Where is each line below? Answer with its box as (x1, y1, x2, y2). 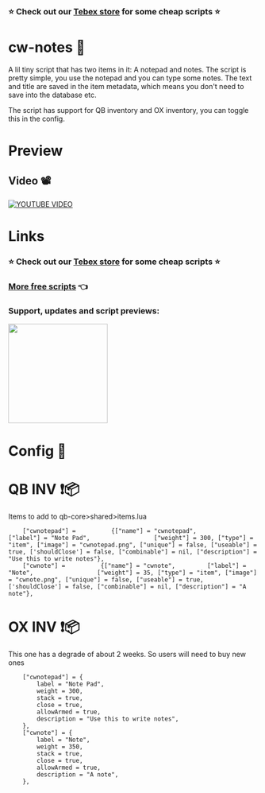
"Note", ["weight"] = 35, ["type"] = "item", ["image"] (8, 569, 258, 577)
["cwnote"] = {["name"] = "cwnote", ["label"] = (22, 562, 247, 570)
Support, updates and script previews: (8, 305, 160, 316)
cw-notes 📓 (8, 38, 86, 56)
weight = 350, (36, 743, 83, 751)
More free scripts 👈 (8, 281, 89, 292)
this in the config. (8, 114, 65, 123)
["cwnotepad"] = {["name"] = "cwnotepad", (22, 527, 197, 535)
